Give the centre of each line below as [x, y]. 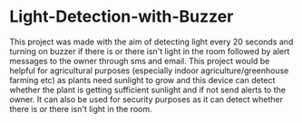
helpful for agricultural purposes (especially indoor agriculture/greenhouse [149, 71]
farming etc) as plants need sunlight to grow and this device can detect [142, 80]
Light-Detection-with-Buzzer [122, 17]
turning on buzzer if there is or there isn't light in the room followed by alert [150, 51]
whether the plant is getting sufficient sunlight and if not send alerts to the [147, 90]
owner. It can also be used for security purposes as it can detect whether [146, 99]
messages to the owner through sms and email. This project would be [140, 61]
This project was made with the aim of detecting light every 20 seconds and [151, 42]
